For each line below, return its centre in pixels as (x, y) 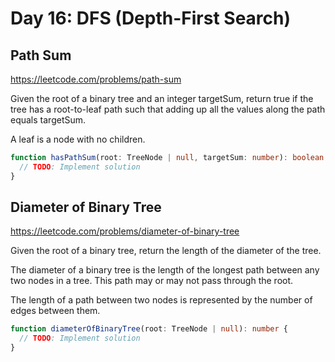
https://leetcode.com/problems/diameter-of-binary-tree (125, 231)
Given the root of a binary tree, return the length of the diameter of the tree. (166, 251)
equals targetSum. (48, 120)
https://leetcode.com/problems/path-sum (96, 79)
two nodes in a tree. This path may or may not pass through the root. (152, 281)
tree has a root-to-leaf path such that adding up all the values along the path (168, 109)
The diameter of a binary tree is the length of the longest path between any (165, 270)
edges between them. (55, 311)
